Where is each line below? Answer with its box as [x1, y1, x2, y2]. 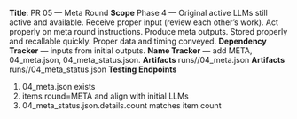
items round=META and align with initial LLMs [21, 91, 189, 101]
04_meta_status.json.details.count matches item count [21, 100, 222, 110]
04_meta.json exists [21, 82, 96, 91]
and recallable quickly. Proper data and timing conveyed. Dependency [9, 36, 268, 46]
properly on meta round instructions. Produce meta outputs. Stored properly [9, 27, 288, 36]
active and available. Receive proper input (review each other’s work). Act [9, 17, 279, 28]
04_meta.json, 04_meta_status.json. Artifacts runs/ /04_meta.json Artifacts [9, 55, 285, 65]
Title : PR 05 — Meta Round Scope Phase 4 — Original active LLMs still [9, 8, 268, 18]
